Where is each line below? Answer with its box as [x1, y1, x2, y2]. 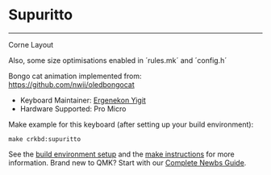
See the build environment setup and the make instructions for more [8, 149, 236, 159]
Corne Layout [8, 40, 54, 49]
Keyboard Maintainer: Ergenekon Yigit [19, 95, 147, 105]
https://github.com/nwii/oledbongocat [8, 79, 135, 90]
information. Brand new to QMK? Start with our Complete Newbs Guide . [8, 157, 247, 167]
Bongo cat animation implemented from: [8, 71, 142, 81]
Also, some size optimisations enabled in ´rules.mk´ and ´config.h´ [8, 55, 227, 65]
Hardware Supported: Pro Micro [19, 103, 127, 114]
